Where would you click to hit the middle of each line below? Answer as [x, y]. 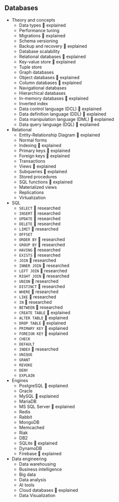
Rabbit [25, 417]
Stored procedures [38, 177]
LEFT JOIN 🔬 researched [43, 270]
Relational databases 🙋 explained [52, 57]
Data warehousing [37, 464]
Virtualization [32, 197]
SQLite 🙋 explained [38, 443]
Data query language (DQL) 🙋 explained [59, 124]
